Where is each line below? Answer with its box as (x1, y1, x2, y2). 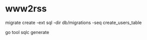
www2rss (5, 3, 47, 14)
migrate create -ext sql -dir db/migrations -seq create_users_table (5, 19, 142, 25)
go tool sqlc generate (5, 29, 49, 35)
